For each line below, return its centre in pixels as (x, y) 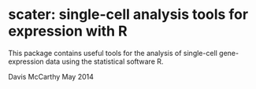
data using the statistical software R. (105, 61)
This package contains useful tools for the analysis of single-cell (113, 53)
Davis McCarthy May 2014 (51, 76)
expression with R (68, 31)
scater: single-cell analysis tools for (128, 15)
